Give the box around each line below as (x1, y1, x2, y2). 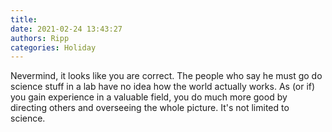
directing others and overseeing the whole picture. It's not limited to (10, 102, 290, 114)
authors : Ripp (10, 33, 70, 43)
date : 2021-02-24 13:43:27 (10, 24, 123, 34)
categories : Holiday (10, 42, 97, 53)
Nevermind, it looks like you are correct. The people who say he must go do (10, 70, 323, 82)
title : (10, 14, 38, 25)
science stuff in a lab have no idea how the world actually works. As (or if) (10, 81, 316, 93)
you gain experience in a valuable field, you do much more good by (10, 91, 288, 103)
